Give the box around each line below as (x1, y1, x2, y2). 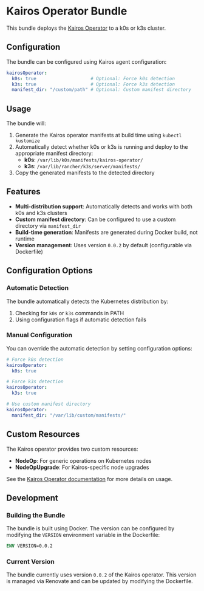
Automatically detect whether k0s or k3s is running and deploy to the (15, 143, 188, 151)
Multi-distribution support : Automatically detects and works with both (15, 202, 192, 210)
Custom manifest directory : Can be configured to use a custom (15, 216, 176, 223)
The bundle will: (6, 120, 47, 127)
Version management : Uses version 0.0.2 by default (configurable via (15, 241, 192, 248)
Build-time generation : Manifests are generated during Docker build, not (15, 228, 198, 236)
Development (6, 493, 59, 503)
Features (6, 186, 41, 197)
